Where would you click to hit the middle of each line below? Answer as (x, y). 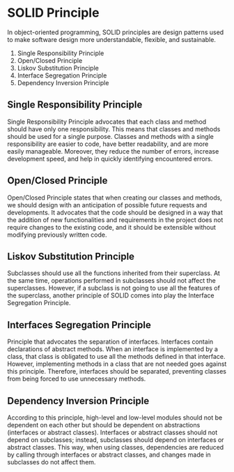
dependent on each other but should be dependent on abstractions (104, 425)
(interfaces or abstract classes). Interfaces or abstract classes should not (112, 432)
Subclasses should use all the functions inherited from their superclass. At (114, 273)
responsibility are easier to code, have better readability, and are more (108, 144)
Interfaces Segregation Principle (79, 325)
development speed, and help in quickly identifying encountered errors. (110, 158)
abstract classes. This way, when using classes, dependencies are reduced (116, 447)
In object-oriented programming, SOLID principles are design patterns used (116, 32)
